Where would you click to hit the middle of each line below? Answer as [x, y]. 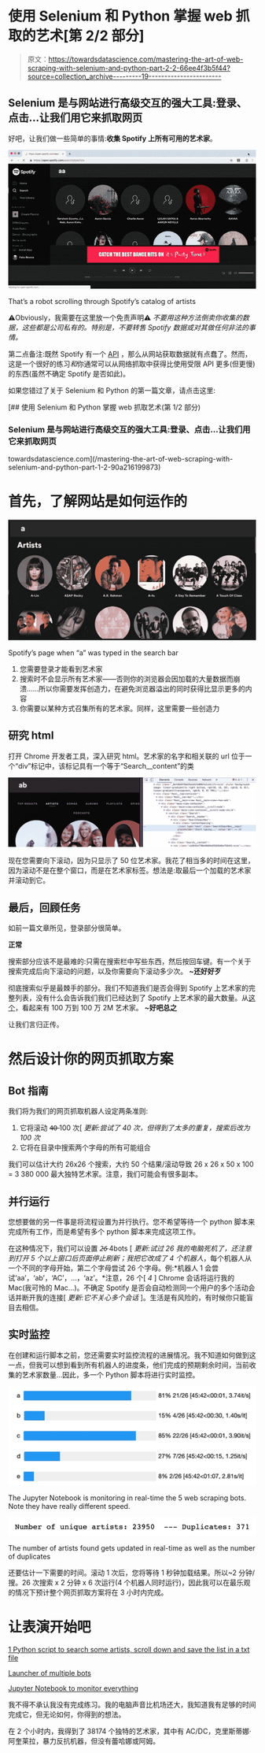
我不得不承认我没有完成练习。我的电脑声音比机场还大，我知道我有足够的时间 [132, 1704]
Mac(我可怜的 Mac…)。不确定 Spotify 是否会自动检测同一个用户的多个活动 [129, 1288]
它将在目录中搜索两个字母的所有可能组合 [85, 1147]
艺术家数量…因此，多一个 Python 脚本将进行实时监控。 [110, 1374]
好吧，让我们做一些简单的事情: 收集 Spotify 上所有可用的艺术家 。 [113, 138]
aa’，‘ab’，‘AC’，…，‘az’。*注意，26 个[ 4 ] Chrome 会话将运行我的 [126, 1278]
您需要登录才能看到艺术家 [61, 669]
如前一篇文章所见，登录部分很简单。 [67, 928]
